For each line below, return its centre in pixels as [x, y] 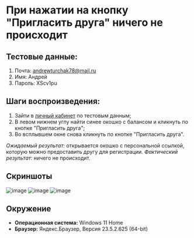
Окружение [29, 209]
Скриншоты [29, 176]
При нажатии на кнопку [67, 10]
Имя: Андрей [31, 77]
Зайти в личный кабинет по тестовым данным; [73, 115]
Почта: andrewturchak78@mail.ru [55, 70]
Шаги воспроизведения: [53, 101]
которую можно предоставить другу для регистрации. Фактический [92, 151]
